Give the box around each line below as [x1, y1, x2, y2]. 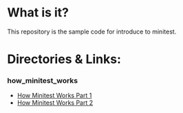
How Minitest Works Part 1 [17, 91, 92, 100]
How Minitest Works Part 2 [17, 99, 94, 107]
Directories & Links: [7, 51, 122, 67]
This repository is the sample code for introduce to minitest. [7, 27, 177, 36]
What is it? [7, 5, 69, 21]
